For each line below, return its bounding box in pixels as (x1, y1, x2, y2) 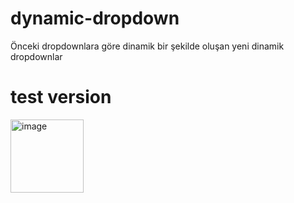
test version (10, 86, 112, 109)
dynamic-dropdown (10, 7, 180, 30)
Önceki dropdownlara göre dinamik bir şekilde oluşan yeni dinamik (10, 40, 285, 52)
